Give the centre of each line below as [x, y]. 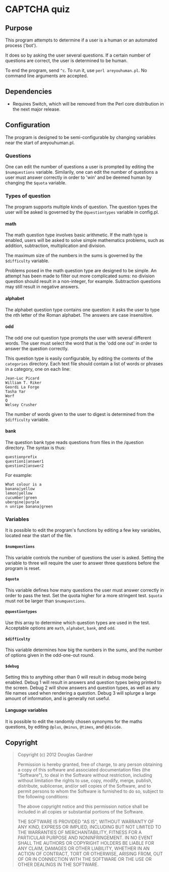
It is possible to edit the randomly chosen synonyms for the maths [74, 721]
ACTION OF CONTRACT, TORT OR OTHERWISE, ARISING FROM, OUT [90, 854]
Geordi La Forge [22, 387]
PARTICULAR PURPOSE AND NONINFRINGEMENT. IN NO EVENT [85, 838]
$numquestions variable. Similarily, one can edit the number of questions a [81, 172]
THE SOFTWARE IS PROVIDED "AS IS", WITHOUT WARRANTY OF [86, 821]
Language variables [26, 710]
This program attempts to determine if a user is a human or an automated [81, 40]
